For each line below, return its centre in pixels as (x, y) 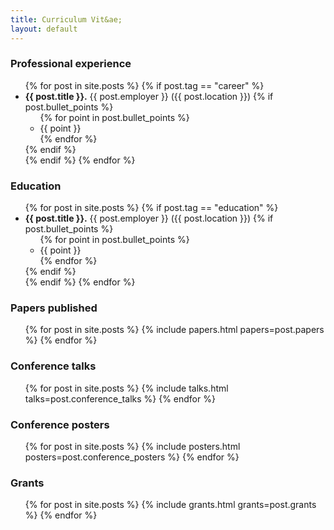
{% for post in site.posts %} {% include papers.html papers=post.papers (174, 330)
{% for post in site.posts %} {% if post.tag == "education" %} (151, 208)
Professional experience (71, 64)
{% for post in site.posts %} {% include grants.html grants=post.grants (170, 505)
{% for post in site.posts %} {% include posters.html (132, 446)
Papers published (54, 308)
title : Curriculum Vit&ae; (66, 19)
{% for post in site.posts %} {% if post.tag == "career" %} (144, 85)
